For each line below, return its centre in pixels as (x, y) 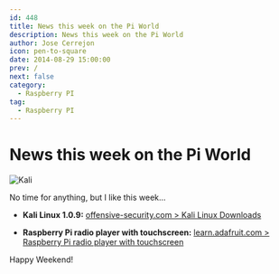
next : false (32, 77)
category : (28, 85)
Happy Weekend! (42, 260)
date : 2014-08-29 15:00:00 (60, 60)
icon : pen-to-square (48, 52)
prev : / (24, 69)
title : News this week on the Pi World (84, 26)
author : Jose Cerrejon (52, 43)
